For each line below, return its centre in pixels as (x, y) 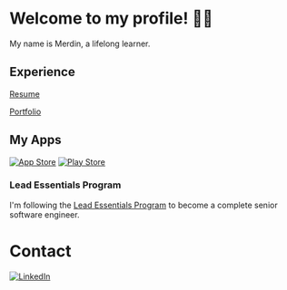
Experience (42, 72)
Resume (25, 93)
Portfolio (25, 111)
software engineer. (45, 214)
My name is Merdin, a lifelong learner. (80, 43)
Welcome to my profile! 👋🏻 (111, 19)
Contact (40, 251)
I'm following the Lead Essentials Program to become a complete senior (144, 205)
